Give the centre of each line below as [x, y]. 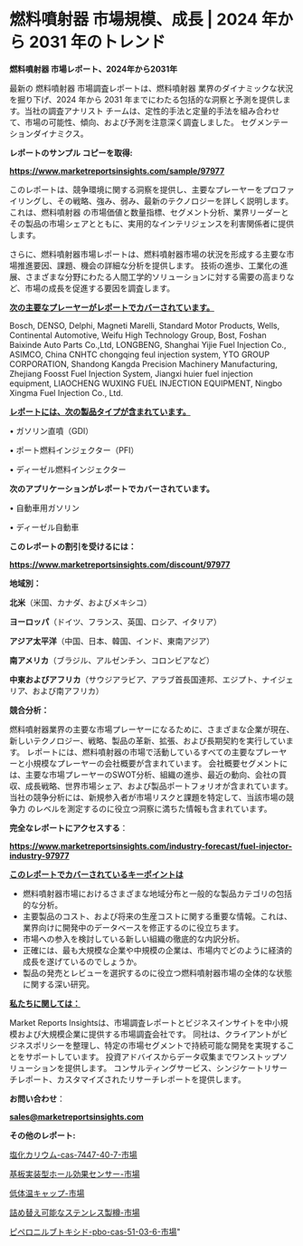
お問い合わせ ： [37, 1098]
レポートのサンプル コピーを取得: [71, 152]
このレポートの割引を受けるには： [73, 546]
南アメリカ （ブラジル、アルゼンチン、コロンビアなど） [112, 660]
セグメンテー [265, 122]
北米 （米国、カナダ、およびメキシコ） [80, 602]
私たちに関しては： [45, 1003]
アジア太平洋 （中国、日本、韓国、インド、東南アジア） [112, 641]
